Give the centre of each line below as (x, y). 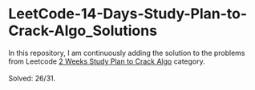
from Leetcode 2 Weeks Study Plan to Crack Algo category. (107, 61)
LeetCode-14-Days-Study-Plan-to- (128, 14)
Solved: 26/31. (32, 78)
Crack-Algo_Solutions (83, 31)
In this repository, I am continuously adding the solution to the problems (127, 53)
